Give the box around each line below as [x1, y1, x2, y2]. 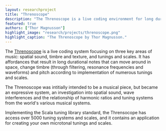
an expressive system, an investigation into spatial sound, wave [5, 89, 134, 95]
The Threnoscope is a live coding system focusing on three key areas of [5, 48, 152, 54]
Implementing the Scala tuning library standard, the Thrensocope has [5, 109, 147, 115]
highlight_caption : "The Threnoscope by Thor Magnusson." [5, 35, 127, 40]
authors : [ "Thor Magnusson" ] [5, 26, 65, 31]
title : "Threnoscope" [5, 12, 50, 17]
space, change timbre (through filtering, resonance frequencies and [5, 64, 143, 70]
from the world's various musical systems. [5, 100, 91, 106]
